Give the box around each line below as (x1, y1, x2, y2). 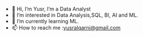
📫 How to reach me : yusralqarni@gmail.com (11, 24, 121, 31)
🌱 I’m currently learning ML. (11, 18, 79, 24)
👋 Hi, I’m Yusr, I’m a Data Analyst (11, 6, 91, 12)
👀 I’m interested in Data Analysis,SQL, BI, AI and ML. (11, 12, 138, 18)
